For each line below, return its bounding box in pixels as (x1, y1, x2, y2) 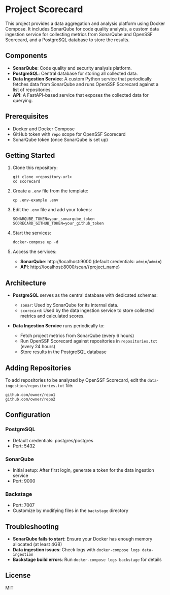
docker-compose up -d (12, 240, 58, 245)
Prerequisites (5, 112, 49, 121)
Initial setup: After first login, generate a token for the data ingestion (12, 467, 155, 473)
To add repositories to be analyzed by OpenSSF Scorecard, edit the (5, 377, 147, 383)
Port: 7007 (12, 502, 35, 508)
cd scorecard (12, 179, 41, 184)
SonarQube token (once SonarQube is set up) (12, 136, 108, 143)
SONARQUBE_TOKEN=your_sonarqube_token (12, 216, 95, 222)
